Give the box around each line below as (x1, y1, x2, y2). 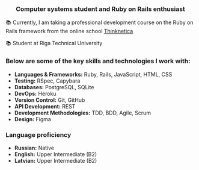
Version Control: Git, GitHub (14, 96, 85, 104)
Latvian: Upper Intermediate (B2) (14, 157, 97, 164)
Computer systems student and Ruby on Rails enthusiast (15, 5, 186, 13)
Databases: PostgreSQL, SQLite (14, 83, 94, 90)
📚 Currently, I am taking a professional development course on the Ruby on (5, 19, 194, 26)
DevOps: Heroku (14, 90, 57, 97)
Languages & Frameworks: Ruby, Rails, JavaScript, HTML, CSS (14, 71, 173, 78)
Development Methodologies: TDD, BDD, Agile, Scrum (14, 109, 152, 116)
